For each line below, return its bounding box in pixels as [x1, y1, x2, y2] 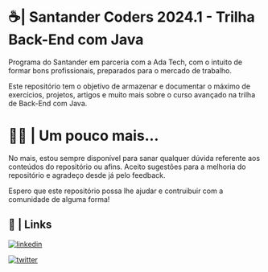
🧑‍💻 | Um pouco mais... [8, 127, 159, 145]
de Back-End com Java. [8, 98, 88, 108]
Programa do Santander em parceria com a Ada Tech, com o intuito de [8, 57, 243, 67]
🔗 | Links [8, 218, 52, 232]
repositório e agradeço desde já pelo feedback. [8, 170, 167, 179]
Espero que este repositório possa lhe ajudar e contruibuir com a [8, 186, 224, 196]
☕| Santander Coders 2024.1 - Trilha [8, 8, 255, 27]
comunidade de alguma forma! [8, 194, 110, 204]
